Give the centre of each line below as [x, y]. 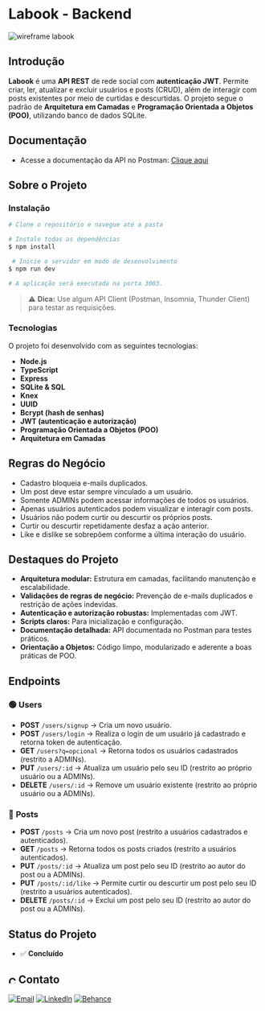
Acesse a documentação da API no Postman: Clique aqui [114, 160]
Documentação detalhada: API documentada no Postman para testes [136, 630]
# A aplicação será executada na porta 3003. [86, 283]
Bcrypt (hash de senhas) [62, 412]
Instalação [29, 208]
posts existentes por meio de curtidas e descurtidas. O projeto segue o [126, 98]
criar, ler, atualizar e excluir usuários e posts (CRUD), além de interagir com [132, 89]
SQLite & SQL [43, 386]
